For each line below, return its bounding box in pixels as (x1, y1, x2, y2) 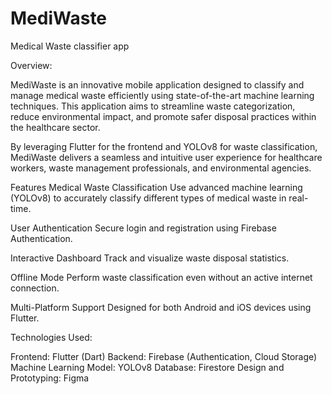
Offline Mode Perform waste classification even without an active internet (10, 271, 313, 283)
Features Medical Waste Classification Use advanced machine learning (10, 181, 303, 193)
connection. (10, 282, 60, 294)
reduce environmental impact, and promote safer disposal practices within (10, 110, 317, 122)
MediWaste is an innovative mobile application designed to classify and (10, 78, 305, 91)
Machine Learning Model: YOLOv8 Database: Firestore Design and (10, 361, 285, 373)
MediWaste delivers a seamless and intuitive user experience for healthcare (10, 151, 323, 163)
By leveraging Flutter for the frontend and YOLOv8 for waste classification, (10, 140, 318, 152)
